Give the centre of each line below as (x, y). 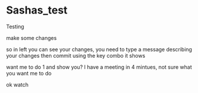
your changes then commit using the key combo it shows (76, 55)
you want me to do (29, 73)
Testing (15, 26)
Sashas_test (37, 10)
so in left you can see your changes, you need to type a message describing (99, 49)
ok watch (17, 84)
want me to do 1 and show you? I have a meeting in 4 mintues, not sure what (99, 67)
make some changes (32, 38)
